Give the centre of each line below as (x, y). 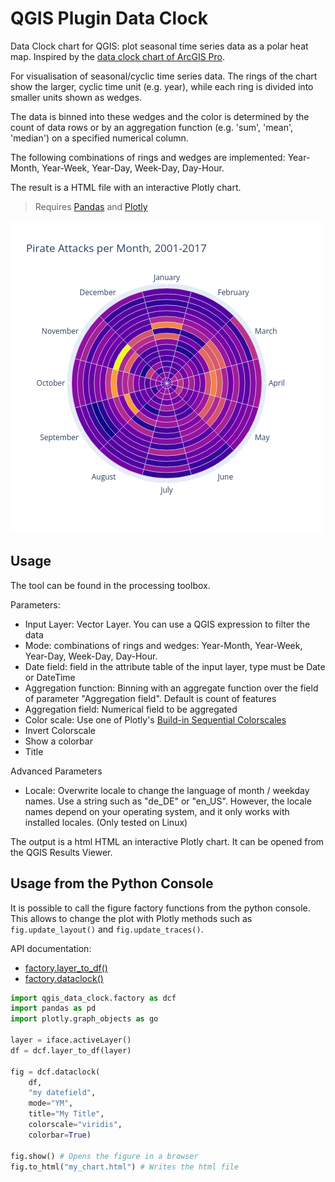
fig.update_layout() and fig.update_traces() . (107, 929)
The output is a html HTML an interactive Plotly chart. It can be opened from (167, 841)
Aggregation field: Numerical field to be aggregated (131, 709)
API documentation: (51, 948)
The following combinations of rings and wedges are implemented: (148, 157)
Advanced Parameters (56, 771)
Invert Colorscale (60, 730)
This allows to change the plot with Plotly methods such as (131, 918)
